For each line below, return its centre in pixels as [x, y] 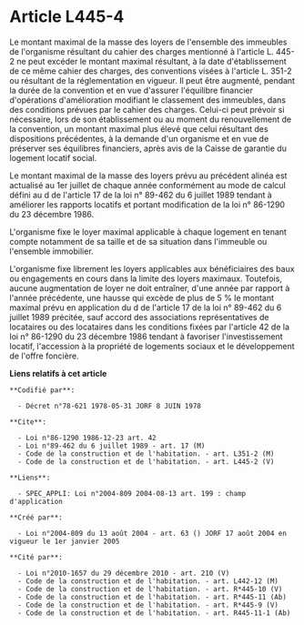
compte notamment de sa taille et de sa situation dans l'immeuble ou [138, 241]
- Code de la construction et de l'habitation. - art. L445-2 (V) [146, 461]
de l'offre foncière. [44, 356]
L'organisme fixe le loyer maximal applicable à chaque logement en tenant [148, 232]
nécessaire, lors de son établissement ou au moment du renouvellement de [151, 119]
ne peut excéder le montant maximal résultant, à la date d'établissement [152, 61]
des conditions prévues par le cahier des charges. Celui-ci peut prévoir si [147, 109]
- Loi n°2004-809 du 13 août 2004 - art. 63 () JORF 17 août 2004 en [152, 533]
